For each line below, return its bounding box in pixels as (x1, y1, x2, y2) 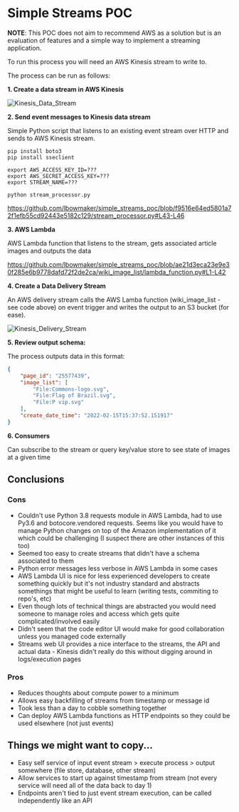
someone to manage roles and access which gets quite (17, 609, 180, 618)
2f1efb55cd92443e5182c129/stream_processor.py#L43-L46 (7, 211, 185, 220)
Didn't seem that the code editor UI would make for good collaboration (17, 624, 225, 633)
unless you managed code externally (17, 632, 127, 640)
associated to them (17, 557, 75, 565)
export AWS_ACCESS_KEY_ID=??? (7, 166, 97, 174)
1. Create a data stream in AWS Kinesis (7, 85, 124, 93)
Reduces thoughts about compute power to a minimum (17, 688, 179, 697)
